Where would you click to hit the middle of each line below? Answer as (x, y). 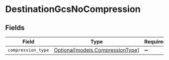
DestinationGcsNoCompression (73, 9)
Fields (15, 28)
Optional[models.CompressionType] (97, 50)
